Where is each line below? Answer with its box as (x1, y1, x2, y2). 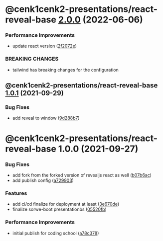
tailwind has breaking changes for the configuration (12, 67, 119, 73)
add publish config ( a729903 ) (12, 177, 74, 183)
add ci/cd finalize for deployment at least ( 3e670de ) (12, 201, 120, 207)
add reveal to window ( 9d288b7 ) (12, 115, 80, 121)
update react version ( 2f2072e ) (12, 43, 77, 49)
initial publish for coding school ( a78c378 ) (12, 230, 99, 236)
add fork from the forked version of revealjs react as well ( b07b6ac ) (12, 172, 152, 178)
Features (5, 190, 27, 197)
